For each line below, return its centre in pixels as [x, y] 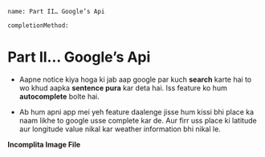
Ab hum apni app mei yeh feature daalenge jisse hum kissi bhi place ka [137, 111]
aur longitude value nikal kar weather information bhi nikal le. [120, 129]
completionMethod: [38, 26]
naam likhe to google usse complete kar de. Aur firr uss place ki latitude [138, 120]
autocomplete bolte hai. [59, 96]
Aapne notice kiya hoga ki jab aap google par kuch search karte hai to [135, 79]
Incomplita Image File [44, 144]
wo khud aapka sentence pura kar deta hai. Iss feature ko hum [123, 87]
